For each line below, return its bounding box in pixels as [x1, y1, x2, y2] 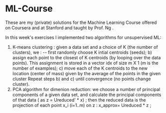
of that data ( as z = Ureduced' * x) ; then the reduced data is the [12, 97, 146, 103]
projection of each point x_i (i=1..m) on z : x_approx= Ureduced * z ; [12, 102, 152, 108]
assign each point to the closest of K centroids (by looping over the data [12, 54, 161, 60]
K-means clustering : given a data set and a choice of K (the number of [12, 44, 158, 50]
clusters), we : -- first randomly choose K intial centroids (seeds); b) [12, 49, 152, 55]
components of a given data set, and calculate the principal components [12, 92, 162, 98]
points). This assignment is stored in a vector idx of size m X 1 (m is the [12, 60, 159, 66]
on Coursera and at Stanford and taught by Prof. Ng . [5, 24, 114, 30]
